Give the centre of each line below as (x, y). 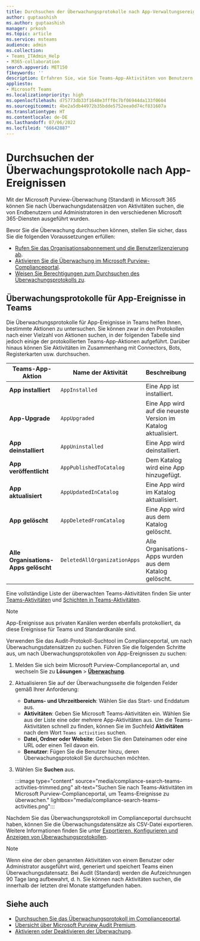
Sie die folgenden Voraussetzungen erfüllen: (61, 236)
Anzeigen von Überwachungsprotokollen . (57, 837)
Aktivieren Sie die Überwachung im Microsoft (70, 261)
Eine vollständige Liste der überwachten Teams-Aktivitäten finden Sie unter (99, 593)
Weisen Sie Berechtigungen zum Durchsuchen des (77, 273)
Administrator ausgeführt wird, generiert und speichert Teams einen (90, 866)
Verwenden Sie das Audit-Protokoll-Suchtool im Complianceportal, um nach (99, 641)
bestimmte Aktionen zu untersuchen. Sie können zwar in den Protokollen (95, 328)
